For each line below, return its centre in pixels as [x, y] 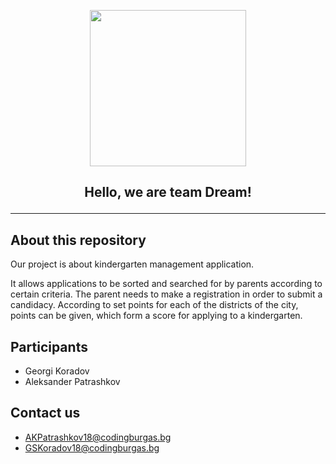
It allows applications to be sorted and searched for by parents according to [166, 284]
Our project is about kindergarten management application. [132, 264]
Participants [49, 346]
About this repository [78, 240]
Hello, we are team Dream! [168, 192]
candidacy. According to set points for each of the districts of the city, [154, 305]
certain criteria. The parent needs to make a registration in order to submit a [166, 294]
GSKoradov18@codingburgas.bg [92, 447]
